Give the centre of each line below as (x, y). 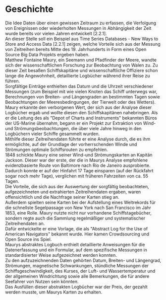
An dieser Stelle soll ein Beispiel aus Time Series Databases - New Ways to (82, 39)
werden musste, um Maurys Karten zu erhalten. (54, 292)
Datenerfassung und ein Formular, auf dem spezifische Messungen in (76, 250)
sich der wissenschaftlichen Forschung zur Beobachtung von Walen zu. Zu (82, 65)
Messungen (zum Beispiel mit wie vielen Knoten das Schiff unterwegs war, (81, 91)
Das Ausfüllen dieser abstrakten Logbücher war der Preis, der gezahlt (76, 287)
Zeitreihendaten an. (25, 223)
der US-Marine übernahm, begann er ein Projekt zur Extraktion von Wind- (81, 123)
